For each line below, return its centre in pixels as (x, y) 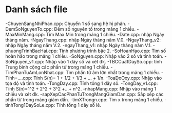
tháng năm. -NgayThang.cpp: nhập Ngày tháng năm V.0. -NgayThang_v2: (83, 40)
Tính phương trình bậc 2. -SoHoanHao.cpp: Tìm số (112, 51)
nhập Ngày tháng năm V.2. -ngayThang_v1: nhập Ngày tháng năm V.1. (79, 45)
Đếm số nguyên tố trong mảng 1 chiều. (95, 29)
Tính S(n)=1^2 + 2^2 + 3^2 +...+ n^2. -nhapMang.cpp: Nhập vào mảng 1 (81, 88)
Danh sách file (36, 9)
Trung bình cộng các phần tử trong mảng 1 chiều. (57, 67)
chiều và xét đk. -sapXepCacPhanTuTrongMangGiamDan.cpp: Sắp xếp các (84, 94)
